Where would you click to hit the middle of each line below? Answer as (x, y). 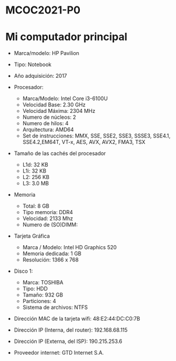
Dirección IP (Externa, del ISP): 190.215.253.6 (68, 341)
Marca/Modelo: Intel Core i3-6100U (65, 99)
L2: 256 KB (36, 177)
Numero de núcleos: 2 (49, 117)
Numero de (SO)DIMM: (50, 225)
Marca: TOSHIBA (43, 283)
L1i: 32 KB (34, 171)
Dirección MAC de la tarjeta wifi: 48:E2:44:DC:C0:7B (77, 319)
